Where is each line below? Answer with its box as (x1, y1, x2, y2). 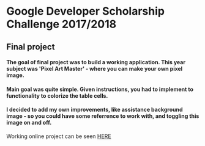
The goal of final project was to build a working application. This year (6, 59, 185, 66)
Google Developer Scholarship (6, 4, 165, 18)
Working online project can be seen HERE (6, 133, 111, 140)
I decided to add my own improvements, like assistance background (6, 106, 183, 114)
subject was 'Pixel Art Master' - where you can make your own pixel (6, 65, 183, 73)
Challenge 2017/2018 (6, 17, 117, 31)
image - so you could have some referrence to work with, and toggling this (6, 112, 199, 120)
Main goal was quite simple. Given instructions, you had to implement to (6, 86, 194, 93)
